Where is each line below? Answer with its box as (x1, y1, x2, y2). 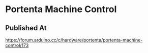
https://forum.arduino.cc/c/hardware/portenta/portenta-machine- (5, 37, 143, 43)
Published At (5, 24, 47, 32)
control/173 (5, 42, 29, 48)
